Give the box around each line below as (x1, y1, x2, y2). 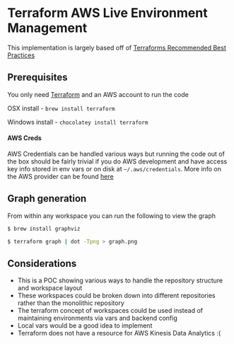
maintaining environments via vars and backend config (17, 314, 178, 323)
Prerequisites (7, 71, 68, 84)
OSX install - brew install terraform (7, 104, 115, 113)
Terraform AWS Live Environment (7, 5, 208, 21)
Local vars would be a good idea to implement (17, 321, 153, 330)
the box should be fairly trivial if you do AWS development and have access (7, 157, 228, 166)
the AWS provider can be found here (7, 172, 115, 180)
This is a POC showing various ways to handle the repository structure (17, 276, 223, 285)
